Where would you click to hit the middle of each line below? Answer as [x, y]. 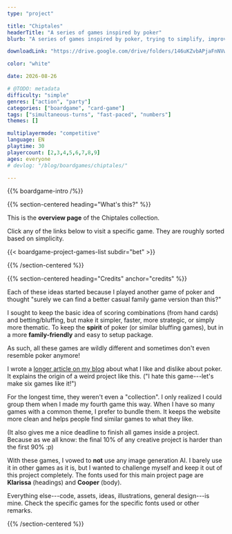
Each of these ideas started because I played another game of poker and [111, 292]
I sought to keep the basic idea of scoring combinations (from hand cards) [113, 313]
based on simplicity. [36, 238]
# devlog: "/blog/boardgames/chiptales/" [68, 165]
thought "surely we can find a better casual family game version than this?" [114, 299]
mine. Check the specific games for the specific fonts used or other [103, 503]
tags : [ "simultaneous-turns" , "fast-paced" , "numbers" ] [89, 115]
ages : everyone [29, 159]
